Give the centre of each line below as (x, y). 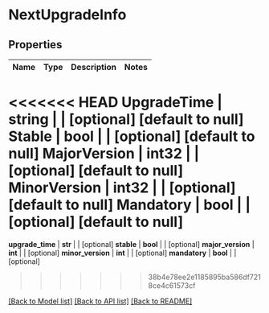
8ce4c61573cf (172, 285)
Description (94, 67)
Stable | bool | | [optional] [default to (132, 136)
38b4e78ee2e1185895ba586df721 (204, 277)
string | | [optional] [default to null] (126, 119)
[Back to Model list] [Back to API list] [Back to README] (100, 301)
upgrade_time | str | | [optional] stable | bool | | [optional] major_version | (131, 244)
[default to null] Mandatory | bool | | (130, 205)
